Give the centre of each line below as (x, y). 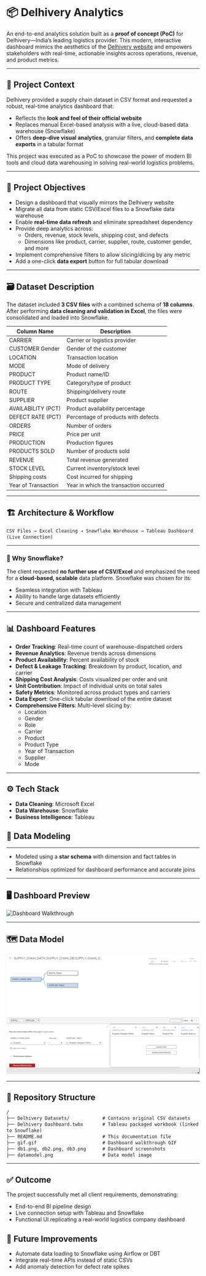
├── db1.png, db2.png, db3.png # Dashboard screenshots (86, 1149)
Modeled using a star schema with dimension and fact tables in (96, 857)
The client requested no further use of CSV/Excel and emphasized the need (103, 571)
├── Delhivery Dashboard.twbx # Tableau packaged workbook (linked (103, 1124)
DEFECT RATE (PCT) (35, 417)
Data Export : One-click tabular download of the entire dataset (93, 698)
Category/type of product (99, 383)
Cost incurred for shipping (100, 477)
